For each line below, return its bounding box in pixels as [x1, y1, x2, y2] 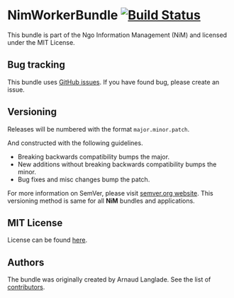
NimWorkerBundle [7, 7, 118, 23]
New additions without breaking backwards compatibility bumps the [17, 160, 217, 169]
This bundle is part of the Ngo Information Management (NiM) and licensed [7, 31, 228, 39]
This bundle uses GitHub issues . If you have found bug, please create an [7, 78, 220, 86]
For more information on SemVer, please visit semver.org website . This [7, 188, 214, 197]
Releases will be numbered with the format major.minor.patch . [7, 124, 190, 133]
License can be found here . [7, 235, 88, 245]
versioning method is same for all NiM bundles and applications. [7, 196, 195, 205]
